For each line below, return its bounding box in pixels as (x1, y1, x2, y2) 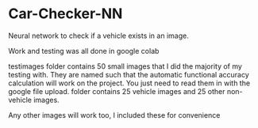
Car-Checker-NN (8, 5, 123, 23)
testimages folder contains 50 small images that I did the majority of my (8, 61, 242, 71)
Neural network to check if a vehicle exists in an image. (8, 31, 189, 40)
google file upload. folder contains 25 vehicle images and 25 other (8, 86, 225, 96)
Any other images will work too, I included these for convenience (8, 110, 221, 119)
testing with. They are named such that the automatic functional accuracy (8, 70, 250, 79)
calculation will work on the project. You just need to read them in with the (8, 78, 251, 88)
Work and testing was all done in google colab (8, 46, 160, 55)
